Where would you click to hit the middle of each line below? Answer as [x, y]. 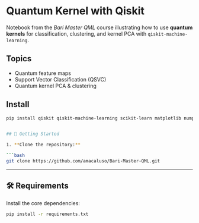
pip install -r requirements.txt [47, 214]
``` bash [16, 156]
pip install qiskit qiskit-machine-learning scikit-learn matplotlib [94, 118]
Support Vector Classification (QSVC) [60, 79]
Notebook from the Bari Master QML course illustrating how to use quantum [99, 27]
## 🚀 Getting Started [33, 134]
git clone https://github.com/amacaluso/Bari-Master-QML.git [83, 161]
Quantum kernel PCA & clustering [55, 86]
